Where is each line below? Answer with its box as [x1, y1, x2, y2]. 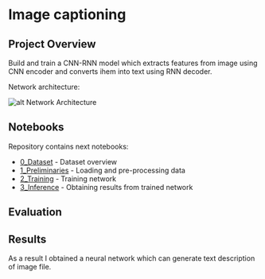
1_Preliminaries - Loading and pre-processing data [19, 165, 185, 175]
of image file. [8, 262, 52, 272]
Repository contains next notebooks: [8, 141, 129, 151]
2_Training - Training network [19, 173, 117, 184]
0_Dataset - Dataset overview [19, 157, 118, 166]
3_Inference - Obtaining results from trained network [19, 182, 193, 192]
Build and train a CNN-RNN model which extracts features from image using [8, 58, 258, 68]
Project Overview [8, 37, 96, 51]
